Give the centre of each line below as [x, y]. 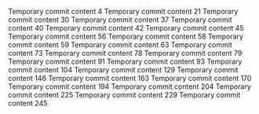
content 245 [28, 103]
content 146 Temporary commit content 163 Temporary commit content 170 [130, 78]
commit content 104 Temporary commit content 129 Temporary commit [123, 70]
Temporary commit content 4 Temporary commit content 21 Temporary [123, 11]
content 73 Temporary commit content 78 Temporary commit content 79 [125, 53]
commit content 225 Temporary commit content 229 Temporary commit [124, 95]
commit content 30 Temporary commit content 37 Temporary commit [120, 20]
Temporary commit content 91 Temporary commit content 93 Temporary [125, 61]
